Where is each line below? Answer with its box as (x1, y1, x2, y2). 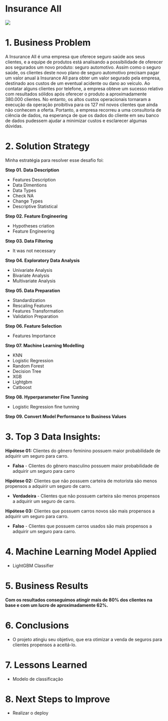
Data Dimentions (12, 182, 47, 188)
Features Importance (12, 333, 56, 339)
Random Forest (12, 363, 44, 369)
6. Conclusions (5, 620, 69, 631)
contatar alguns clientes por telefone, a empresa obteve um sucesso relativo (5, 85, 163, 91)
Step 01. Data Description (5, 167, 59, 173)
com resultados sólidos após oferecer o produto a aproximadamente (5, 91, 147, 97)
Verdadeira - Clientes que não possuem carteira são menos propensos (12, 493, 160, 499)
